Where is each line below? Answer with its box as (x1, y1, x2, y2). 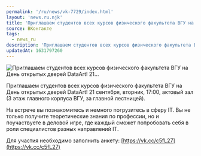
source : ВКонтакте (6, 25, 52, 32)
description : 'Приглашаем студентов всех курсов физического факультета (6, 42, 191, 48)
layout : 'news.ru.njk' (6, 14, 63, 20)
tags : (6, 31, 20, 37)
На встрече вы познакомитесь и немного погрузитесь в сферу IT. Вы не (6, 106, 191, 114)
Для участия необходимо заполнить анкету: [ (6, 137, 124, 144)
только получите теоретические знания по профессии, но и (6, 112, 160, 120)
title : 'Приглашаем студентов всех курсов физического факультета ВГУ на (6, 20, 194, 26)
